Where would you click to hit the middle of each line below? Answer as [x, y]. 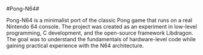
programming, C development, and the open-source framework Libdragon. [100, 33]
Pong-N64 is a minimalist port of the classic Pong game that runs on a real [99, 20]
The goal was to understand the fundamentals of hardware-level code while [101, 39]
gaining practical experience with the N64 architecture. [75, 45]
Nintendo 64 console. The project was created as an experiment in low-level [102, 27]
